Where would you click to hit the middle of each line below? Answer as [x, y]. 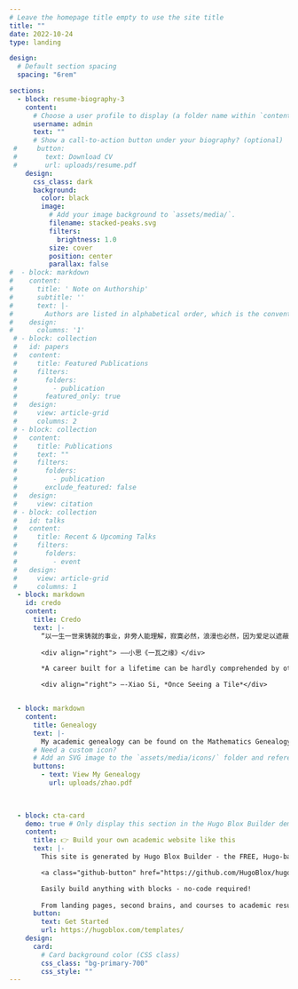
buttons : [49, 766]
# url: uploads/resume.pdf [75, 165]
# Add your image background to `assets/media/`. [142, 215]
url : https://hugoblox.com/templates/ [113, 930]
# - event [47, 562]
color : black [65, 198]
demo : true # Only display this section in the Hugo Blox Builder [150, 824]
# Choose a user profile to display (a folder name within [144, 116]
